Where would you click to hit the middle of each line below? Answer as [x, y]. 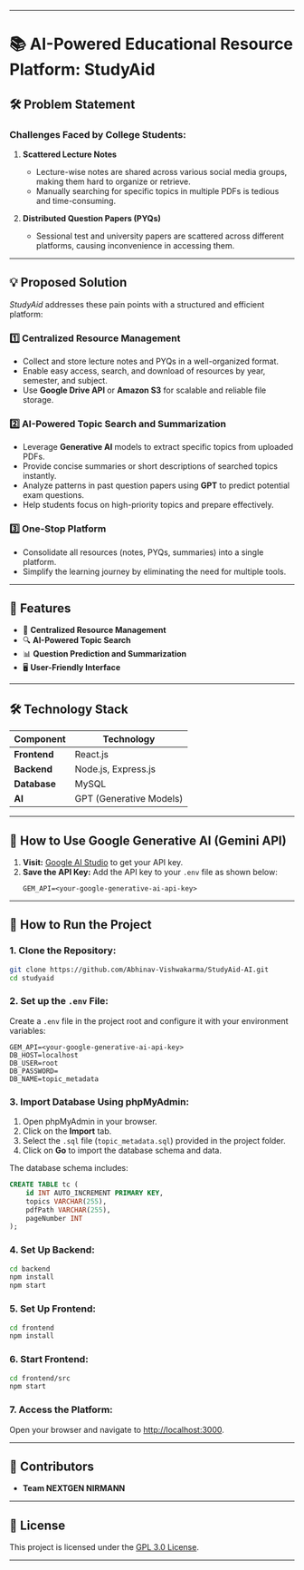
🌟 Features [40, 608]
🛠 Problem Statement [72, 104]
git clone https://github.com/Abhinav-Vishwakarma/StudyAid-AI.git [139, 970]
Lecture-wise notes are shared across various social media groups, [161, 171]
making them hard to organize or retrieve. [114, 181]
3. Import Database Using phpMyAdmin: [100, 1101]
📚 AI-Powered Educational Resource [152, 44]
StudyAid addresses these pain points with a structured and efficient [137, 304]
